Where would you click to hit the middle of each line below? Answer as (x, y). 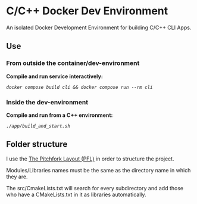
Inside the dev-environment (47, 102)
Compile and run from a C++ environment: (60, 115)
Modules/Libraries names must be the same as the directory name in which (98, 170)
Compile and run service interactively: (54, 76)
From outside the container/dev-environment (73, 63)
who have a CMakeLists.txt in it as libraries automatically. (76, 194)
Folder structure (37, 144)
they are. (17, 177)
